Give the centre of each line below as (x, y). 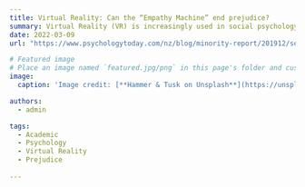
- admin (32, 110)
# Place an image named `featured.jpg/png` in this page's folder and (146, 68)
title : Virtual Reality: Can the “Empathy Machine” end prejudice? (140, 18)
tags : (20, 126)
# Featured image (42, 60)
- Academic (38, 134)
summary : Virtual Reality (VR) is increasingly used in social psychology (154, 26)
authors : (26, 101)
